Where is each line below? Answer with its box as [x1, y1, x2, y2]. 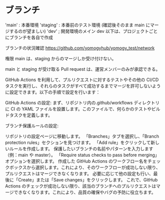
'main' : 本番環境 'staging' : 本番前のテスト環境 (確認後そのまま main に [5, 22, 150, 28]
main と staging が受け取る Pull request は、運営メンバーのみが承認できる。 [5, 66, 161, 72]
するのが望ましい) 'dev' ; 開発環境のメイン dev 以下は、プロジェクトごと [9, 28, 158, 34]
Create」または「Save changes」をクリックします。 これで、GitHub [18, 177, 158, 183]
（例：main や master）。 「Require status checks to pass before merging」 [5, 152, 160, 158]
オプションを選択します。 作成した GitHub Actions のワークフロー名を [5, 158, 148, 164]
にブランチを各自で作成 [5, 34, 53, 40]
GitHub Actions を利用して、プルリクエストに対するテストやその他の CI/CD [5, 77, 159, 83]
